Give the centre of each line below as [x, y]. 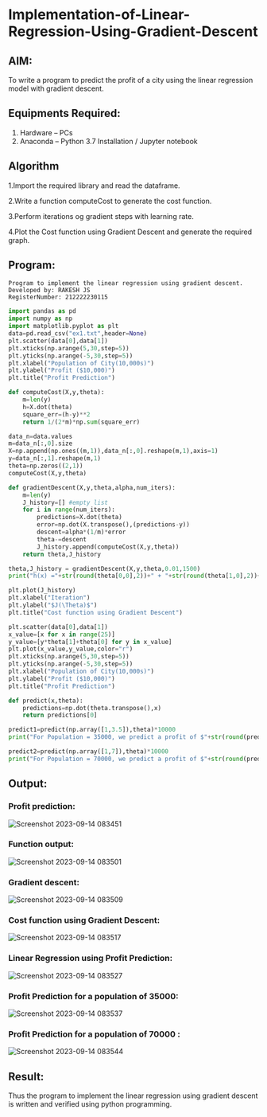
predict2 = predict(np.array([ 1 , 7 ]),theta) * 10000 [89, 752]
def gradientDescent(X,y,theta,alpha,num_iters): [92, 487]
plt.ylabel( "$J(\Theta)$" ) [53, 605]
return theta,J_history [62, 554]
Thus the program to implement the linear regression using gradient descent [133, 1096]
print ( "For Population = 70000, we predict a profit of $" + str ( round [126, 759]
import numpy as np [41, 319]
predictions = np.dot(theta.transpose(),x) [92, 708]
